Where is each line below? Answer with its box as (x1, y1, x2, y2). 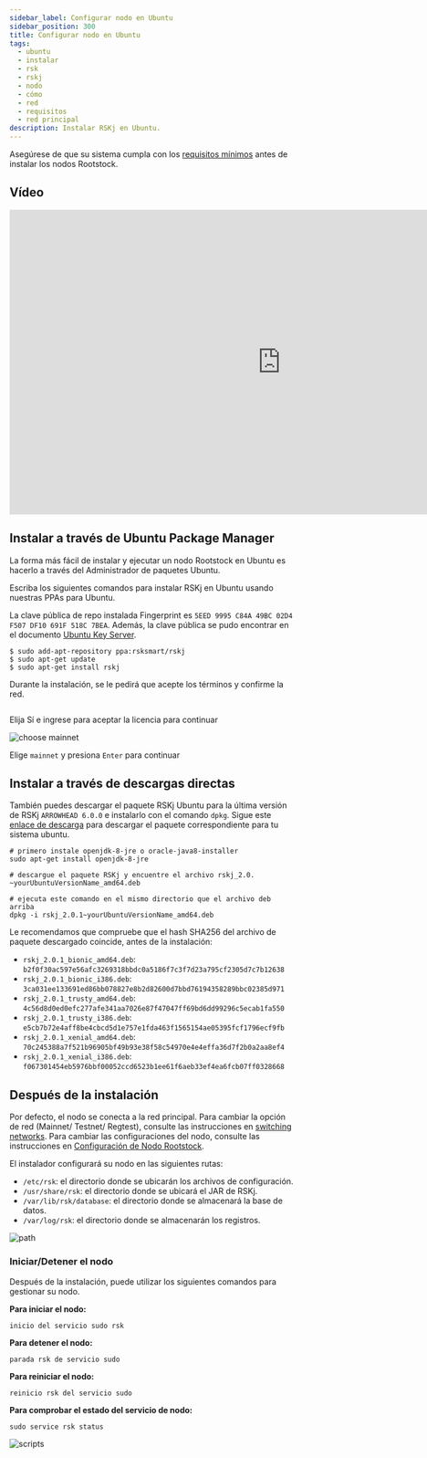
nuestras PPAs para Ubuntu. (9, 592, 116, 603)
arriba (9, 903, 35, 912)
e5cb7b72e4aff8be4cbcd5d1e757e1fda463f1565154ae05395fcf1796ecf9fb (22, 1023, 285, 1033)
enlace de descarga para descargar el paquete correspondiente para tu (9, 819, 279, 831)
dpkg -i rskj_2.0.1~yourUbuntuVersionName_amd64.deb (9, 910, 214, 920)
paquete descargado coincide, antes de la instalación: (9, 937, 213, 948)
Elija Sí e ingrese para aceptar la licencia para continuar (9, 714, 219, 725)
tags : (9, 38, 30, 48)
